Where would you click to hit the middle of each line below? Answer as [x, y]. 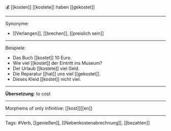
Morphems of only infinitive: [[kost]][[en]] [49, 108]
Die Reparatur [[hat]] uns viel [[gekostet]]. [56, 74]
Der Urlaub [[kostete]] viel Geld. [46, 68]
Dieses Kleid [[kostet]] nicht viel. [47, 79]
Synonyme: [17, 24]
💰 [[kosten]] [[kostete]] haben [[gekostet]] [50, 7]
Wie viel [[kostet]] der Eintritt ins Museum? [58, 63]
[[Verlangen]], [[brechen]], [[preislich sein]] [58, 33]
